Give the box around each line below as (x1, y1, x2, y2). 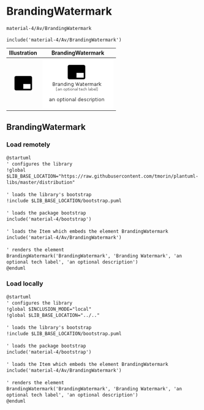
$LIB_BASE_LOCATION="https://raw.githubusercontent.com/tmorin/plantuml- (6, 173, 199, 179)
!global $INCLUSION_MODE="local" (6, 306, 92, 313)
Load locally (6, 279, 43, 287)
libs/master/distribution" (6, 179, 75, 185)
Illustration (9, 49, 38, 56)
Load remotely (6, 140, 51, 148)
